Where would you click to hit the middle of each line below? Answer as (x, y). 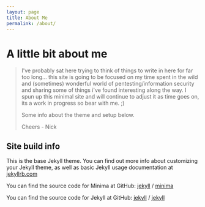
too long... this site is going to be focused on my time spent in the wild (110, 77)
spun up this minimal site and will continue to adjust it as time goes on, (110, 97)
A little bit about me (57, 54)
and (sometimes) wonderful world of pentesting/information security (108, 84)
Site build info (33, 146)
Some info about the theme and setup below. (78, 115)
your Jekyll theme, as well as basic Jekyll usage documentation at (90, 167)
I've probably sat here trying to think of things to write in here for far (107, 70)
